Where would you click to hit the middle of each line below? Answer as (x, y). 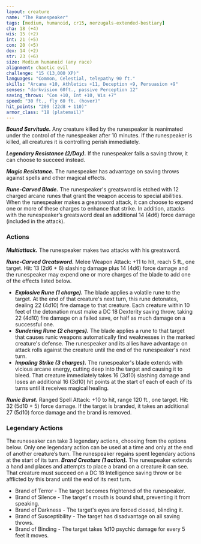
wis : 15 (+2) (22, 34)
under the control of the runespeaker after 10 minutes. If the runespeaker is (99, 136)
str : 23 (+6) (22, 56)
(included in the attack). (36, 221)
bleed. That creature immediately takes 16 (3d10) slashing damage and (102, 375)
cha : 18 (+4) (22, 28)
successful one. (35, 324)
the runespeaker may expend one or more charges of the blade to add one (98, 274)
